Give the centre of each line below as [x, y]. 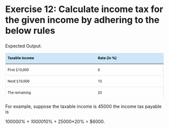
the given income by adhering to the [82, 20]
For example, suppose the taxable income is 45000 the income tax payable [83, 106]
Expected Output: [23, 46]
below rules [30, 31]
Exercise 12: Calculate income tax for [84, 9]
